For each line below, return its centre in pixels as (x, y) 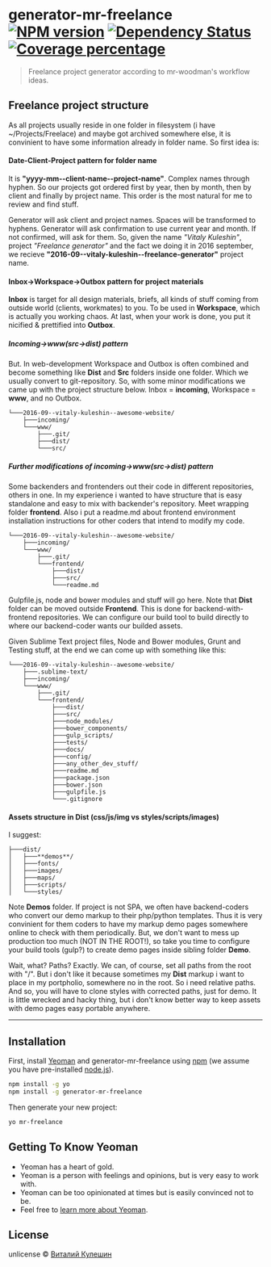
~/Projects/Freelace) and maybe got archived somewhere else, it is (120, 133)
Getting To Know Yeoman (73, 1147)
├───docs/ (68, 750)
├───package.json (81, 778)
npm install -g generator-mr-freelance (75, 1092)
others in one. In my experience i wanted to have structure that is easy (125, 495)
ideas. (38, 80)
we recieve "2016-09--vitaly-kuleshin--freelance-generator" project (126, 254)
